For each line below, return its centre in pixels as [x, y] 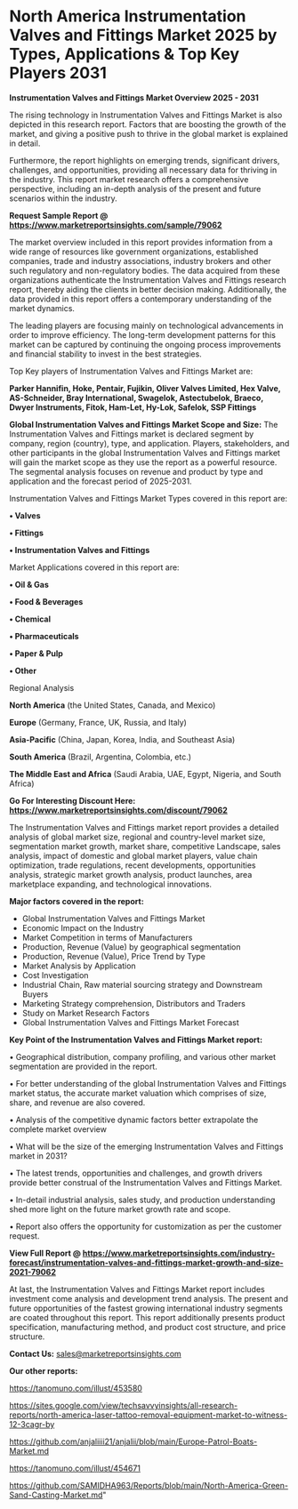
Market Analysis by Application [79, 966]
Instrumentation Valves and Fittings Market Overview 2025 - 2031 [134, 97]
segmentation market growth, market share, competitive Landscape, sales [145, 846]
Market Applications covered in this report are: [94, 567]
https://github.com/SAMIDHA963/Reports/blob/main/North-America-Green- [149, 1485]
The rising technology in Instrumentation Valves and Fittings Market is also [146, 115]
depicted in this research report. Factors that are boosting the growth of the [148, 124]
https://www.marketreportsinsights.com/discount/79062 [119, 810]
